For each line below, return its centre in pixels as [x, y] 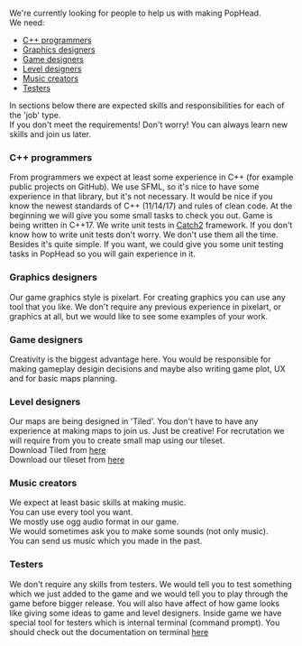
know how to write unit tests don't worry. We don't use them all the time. [144, 235]
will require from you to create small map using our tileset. [117, 440]
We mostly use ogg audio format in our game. [94, 521]
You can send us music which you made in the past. [106, 541]
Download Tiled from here [58, 450]
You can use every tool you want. [71, 512]
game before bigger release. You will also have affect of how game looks [145, 603]
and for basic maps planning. [63, 378]
